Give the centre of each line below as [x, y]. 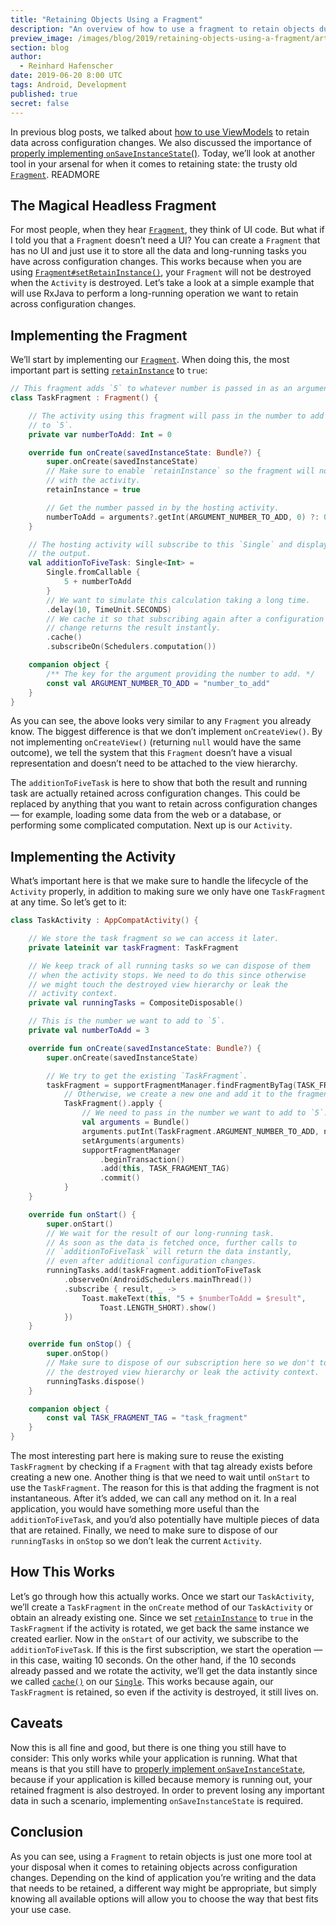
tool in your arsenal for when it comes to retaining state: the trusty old [154, 163]
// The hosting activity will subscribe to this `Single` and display [178, 544]
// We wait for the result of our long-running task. [160, 1233]
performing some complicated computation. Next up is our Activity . [151, 825]
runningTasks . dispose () [95, 1381]
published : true [44, 94]
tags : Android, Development [69, 85]
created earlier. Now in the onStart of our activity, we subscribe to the [154, 1638]
